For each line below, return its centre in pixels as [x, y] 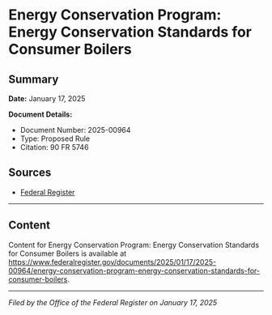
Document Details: [40, 114]
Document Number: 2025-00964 [75, 130]
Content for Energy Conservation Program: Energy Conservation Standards [134, 245]
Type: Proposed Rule [55, 138]
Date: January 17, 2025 [47, 98]
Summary [34, 79]
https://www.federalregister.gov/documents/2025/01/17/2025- [113, 262]
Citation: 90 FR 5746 [54, 147]
